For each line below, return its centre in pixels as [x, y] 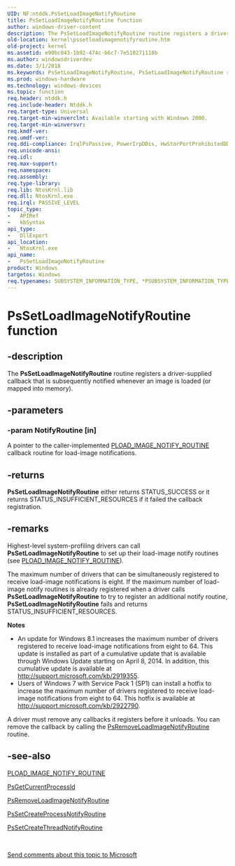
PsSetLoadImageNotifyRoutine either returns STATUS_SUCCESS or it [108, 492]
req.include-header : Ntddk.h [50, 105]
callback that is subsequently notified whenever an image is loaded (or [109, 381]
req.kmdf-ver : [28, 131]
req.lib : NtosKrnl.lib [40, 190]
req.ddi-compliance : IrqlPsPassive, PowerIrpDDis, [83, 144]
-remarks [28, 529]
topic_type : [24, 210]
